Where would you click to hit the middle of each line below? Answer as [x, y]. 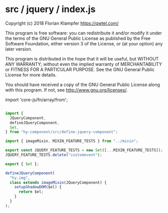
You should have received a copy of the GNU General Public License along [82, 85]
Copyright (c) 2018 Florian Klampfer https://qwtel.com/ [62, 23]
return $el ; [31, 192]
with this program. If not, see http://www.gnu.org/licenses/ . [67, 90]
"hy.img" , [20, 178]
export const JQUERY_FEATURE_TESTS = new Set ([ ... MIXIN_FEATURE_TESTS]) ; [84, 150]
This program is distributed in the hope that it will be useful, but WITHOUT [82, 58]
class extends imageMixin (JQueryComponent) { [58, 182]
